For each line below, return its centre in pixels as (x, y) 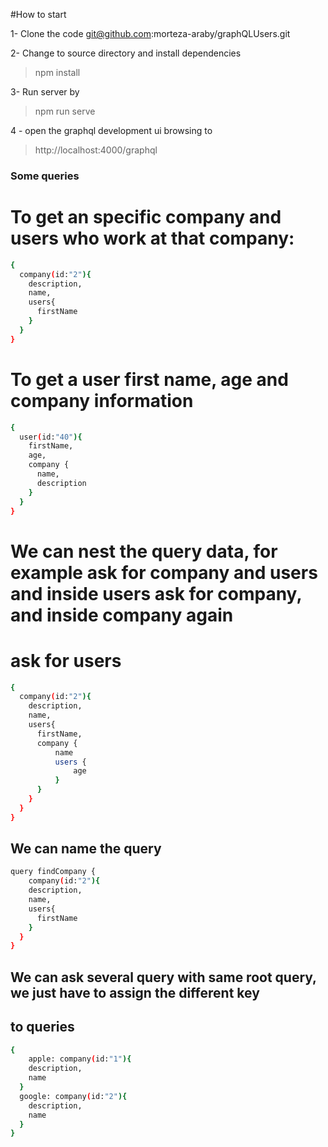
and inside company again (122, 615)
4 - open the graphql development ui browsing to (111, 130)
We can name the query (86, 849)
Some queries (45, 176)
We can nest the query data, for (144, 551)
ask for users (66, 660)
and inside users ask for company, (156, 593)
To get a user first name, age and (149, 379)
